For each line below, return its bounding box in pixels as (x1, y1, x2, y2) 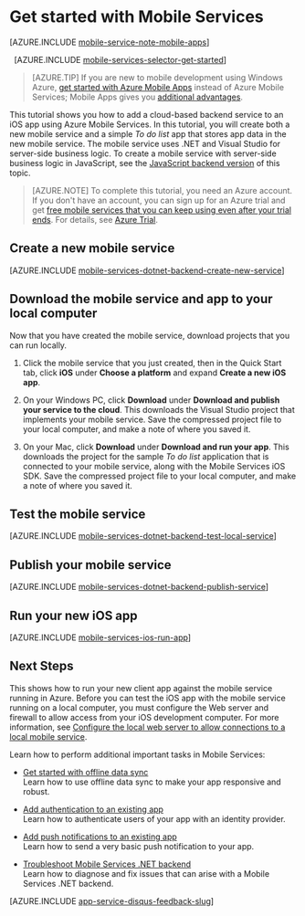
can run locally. (9, 340, 67, 351)
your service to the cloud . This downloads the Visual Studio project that (22, 404, 295, 415)
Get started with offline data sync (22, 766, 149, 777)
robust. (22, 785, 50, 796)
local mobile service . (9, 731, 88, 742)
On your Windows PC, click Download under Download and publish (22, 395, 280, 405)
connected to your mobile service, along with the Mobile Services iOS (22, 460, 286, 471)
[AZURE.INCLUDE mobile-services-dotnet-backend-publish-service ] (9, 582, 269, 593)
